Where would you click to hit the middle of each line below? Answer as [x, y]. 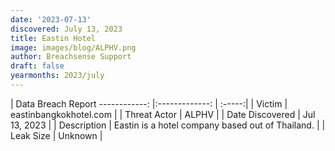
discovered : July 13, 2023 [66, 29]
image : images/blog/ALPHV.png [73, 47]
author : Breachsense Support [71, 57]
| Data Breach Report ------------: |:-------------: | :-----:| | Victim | [149, 103]
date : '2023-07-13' [51, 19]
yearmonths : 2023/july [57, 76]
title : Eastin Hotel [53, 38]
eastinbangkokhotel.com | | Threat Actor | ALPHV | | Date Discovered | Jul [163, 114]
